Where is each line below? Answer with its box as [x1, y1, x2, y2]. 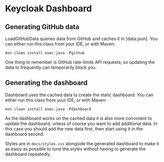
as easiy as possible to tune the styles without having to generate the [5, 146, 146, 152]
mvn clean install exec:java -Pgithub [5, 50, 85, 55]
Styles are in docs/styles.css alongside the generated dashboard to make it [5, 140, 159, 146]
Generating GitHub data [5, 23, 80, 31]
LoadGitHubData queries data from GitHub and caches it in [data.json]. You [5, 36, 158, 41]
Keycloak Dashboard [5, 3, 92, 14]
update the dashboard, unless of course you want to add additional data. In [5, 121, 158, 126]
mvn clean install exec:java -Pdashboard [5, 107, 92, 112]
